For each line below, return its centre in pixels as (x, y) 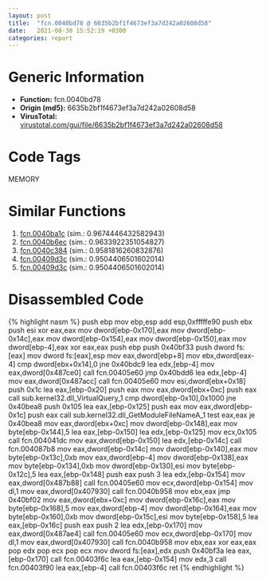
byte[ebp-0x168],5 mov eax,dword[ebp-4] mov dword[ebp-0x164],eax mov (133, 508)
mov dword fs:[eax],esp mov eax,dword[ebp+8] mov (113, 355)
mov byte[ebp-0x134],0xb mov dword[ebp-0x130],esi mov (105, 466)
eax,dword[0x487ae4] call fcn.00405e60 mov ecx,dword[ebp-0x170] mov (130, 534)
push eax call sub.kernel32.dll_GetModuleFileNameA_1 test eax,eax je (141, 415)
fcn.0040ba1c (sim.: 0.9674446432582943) (92, 234)
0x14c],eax (26, 339)
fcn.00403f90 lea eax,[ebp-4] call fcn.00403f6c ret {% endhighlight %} (126, 568)
